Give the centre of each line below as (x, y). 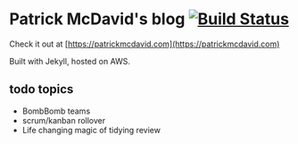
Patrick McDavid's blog (97, 19)
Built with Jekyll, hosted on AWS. (70, 61)
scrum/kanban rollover (63, 120)
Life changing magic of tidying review (91, 130)
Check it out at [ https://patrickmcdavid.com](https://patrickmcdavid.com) (145, 44)
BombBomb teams (56, 111)
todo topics (41, 89)
